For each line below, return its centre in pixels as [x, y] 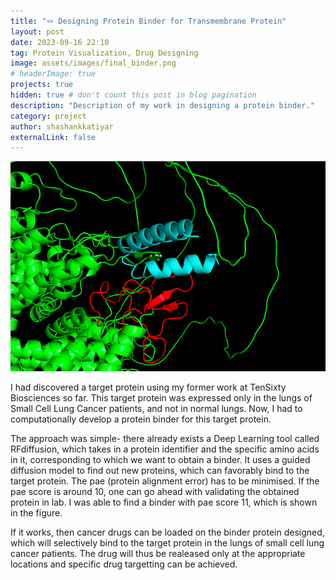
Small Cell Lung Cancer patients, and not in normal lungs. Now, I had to [156, 409]
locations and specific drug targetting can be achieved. [124, 564]
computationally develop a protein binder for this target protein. [141, 419]
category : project [48, 116]
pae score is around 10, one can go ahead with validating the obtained [155, 492]
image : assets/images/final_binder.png [93, 63]
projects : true [42, 85]
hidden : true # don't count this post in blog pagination [133, 95]
